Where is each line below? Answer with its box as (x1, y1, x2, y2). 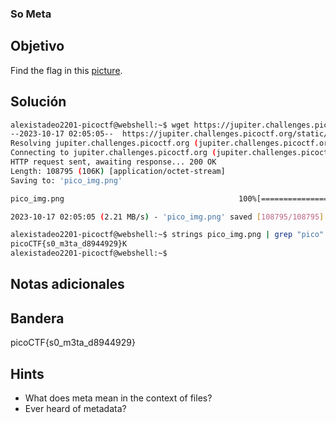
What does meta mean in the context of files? (24, 392, 213, 404)
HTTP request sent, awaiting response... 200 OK (10, 157, 217, 167)
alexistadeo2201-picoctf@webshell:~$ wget (10, 120, 190, 130)
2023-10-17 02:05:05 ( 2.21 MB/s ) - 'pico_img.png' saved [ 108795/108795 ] (10, 212, 325, 222)
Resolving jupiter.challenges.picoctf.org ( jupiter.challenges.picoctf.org (10, 138, 333, 149)
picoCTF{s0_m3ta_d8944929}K (10, 239, 128, 249)
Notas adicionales (10, 276, 125, 293)
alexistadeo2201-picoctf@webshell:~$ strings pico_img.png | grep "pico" (10, 230, 325, 240)
